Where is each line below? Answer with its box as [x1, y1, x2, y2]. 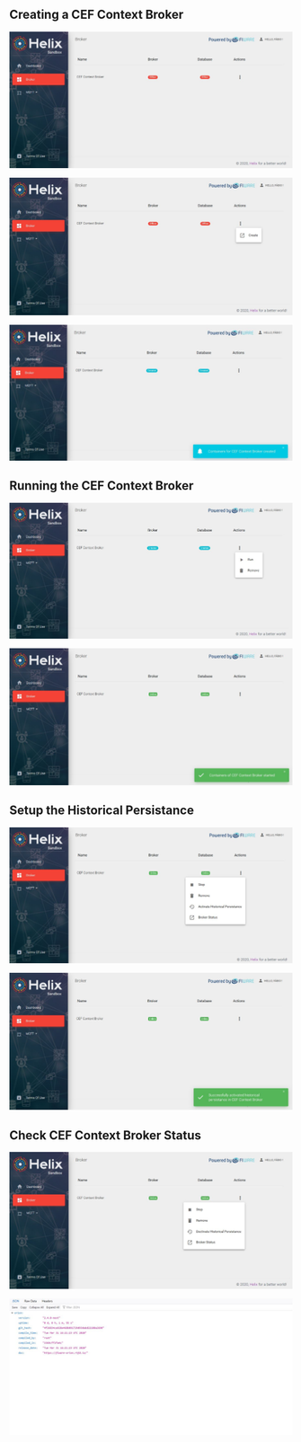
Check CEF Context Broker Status [9, 1128, 202, 1143]
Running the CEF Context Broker [9, 478, 194, 493]
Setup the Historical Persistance [9, 803, 195, 818]
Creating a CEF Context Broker [9, 7, 184, 22]
